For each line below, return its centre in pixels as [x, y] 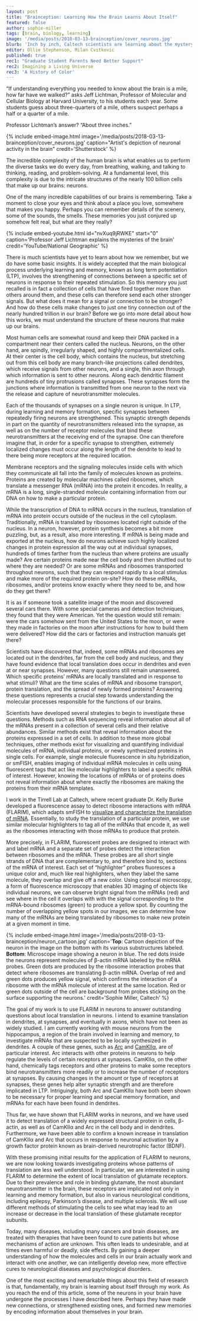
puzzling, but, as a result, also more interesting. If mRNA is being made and [98, 535]
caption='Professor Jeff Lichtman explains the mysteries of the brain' [90, 240]
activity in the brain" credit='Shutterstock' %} [61, 149]
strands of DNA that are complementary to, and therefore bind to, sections [96, 861]
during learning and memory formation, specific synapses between [88, 412]
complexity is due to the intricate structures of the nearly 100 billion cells [94, 179]
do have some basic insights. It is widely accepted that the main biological [96, 263]
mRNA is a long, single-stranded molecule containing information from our [96, 492]
